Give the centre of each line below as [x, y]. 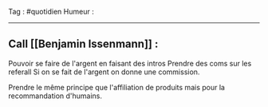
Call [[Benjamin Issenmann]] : [83, 44]
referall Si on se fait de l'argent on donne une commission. [104, 72]
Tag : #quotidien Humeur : [51, 12]
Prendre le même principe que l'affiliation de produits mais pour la [117, 87]
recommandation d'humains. [55, 96]
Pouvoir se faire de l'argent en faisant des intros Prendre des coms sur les [130, 63]
